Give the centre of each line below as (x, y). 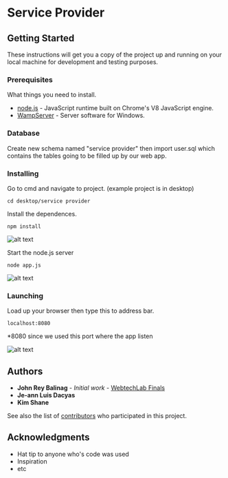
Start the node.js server (41, 252)
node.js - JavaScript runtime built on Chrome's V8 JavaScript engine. (115, 108)
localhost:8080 (29, 324)
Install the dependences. (42, 214)
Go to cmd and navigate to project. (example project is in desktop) (101, 188)
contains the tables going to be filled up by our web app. (87, 156)
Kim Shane (33, 402)
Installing (23, 174)
